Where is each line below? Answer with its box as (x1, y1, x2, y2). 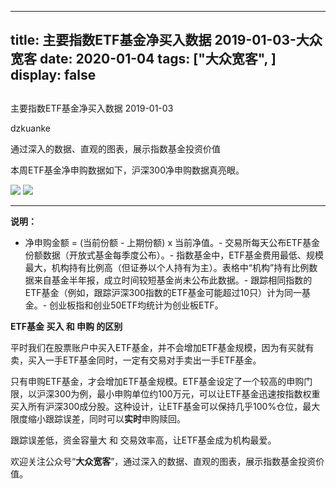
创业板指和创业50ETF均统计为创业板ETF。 (49, 299, 224, 311)
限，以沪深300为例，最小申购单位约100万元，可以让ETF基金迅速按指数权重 (10, 387, 321, 400)
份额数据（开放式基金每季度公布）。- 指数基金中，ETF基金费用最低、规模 (24, 249, 324, 261)
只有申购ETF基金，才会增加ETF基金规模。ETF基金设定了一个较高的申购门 (10, 375, 313, 387)
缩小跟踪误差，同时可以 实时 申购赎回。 (27, 412, 186, 425)
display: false (10, 67, 97, 84)
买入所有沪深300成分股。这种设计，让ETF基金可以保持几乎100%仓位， (10, 400, 303, 412)
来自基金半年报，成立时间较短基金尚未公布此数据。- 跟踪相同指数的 (33, 274, 313, 286)
